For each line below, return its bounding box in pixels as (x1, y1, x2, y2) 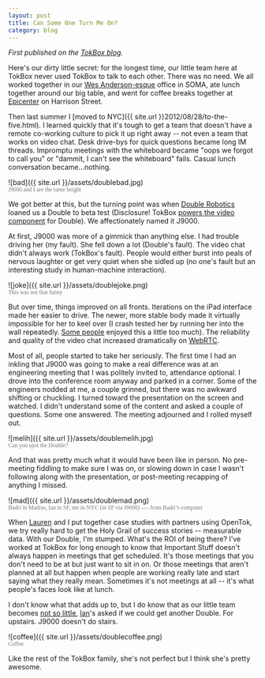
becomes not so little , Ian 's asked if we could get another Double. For (8, 608, 234, 618)
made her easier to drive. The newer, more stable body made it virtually (8, 311, 241, 320)
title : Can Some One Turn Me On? (8, 19, 118, 27)
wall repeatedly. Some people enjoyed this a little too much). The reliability (8, 327, 250, 337)
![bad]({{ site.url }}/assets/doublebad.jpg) (8, 178, 144, 187)
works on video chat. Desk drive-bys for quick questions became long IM (8, 137, 247, 147)
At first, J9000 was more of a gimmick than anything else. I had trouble (8, 232, 239, 241)
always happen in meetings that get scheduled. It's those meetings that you (8, 551, 254, 561)
